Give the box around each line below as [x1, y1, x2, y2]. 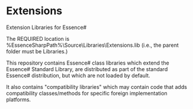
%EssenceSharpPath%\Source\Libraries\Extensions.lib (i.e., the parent [6, 41, 179, 49]
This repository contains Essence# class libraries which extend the [6, 59, 170, 66]
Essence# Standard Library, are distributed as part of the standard [6, 65, 168, 72]
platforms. [6, 96, 31, 103]
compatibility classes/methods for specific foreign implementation [6, 89, 168, 97]
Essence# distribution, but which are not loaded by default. [6, 72, 150, 79]
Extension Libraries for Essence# [6, 24, 87, 31]
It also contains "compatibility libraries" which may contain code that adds [6, 83, 188, 90]
